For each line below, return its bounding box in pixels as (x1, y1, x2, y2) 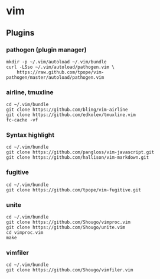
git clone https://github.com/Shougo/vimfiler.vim (6, 267, 133, 273)
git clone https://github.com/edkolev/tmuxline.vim (6, 112, 136, 118)
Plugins (6, 28, 35, 38)
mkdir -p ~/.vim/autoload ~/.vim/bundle (6, 59, 107, 65)
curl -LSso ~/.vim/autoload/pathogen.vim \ (6, 64, 115, 70)
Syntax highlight (6, 131, 55, 139)
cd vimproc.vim (6, 230, 44, 236)
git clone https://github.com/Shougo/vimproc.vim (6, 219, 131, 226)
